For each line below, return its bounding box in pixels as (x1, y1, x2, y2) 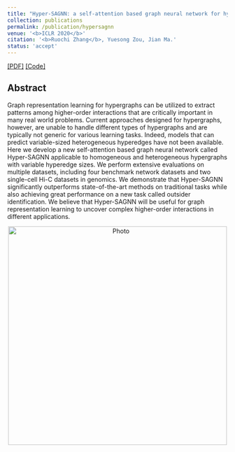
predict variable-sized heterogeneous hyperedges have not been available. (7, 138, 224, 146)
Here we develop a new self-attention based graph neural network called (7, 145, 218, 154)
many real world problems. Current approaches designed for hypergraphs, (7, 115, 222, 124)
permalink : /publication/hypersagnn (7, 23, 114, 30)
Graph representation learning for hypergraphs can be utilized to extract (7, 101, 215, 109)
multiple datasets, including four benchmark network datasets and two (7, 167, 211, 176)
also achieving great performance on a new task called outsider (7, 190, 191, 198)
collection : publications (7, 17, 83, 24)
